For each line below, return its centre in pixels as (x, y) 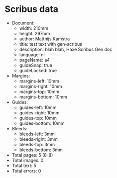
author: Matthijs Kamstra (45, 39)
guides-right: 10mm (39, 112)
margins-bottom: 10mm (43, 97)
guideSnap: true (36, 65)
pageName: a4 (35, 60)
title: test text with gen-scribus (51, 44)
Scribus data (31, 9)
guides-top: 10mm (38, 118)
